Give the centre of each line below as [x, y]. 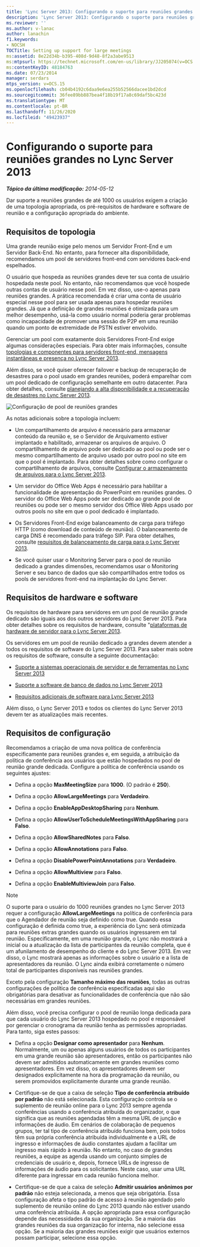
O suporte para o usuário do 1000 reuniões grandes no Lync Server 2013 [96, 906]
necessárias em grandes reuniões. [49, 1001]
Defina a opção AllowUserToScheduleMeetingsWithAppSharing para [101, 819]
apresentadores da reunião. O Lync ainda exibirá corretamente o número [95, 964]
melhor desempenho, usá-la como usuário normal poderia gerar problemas [99, 315]
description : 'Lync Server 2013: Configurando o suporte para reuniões [97, 17]
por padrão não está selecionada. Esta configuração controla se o [96, 1099]
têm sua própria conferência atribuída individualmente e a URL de [95, 1137]
